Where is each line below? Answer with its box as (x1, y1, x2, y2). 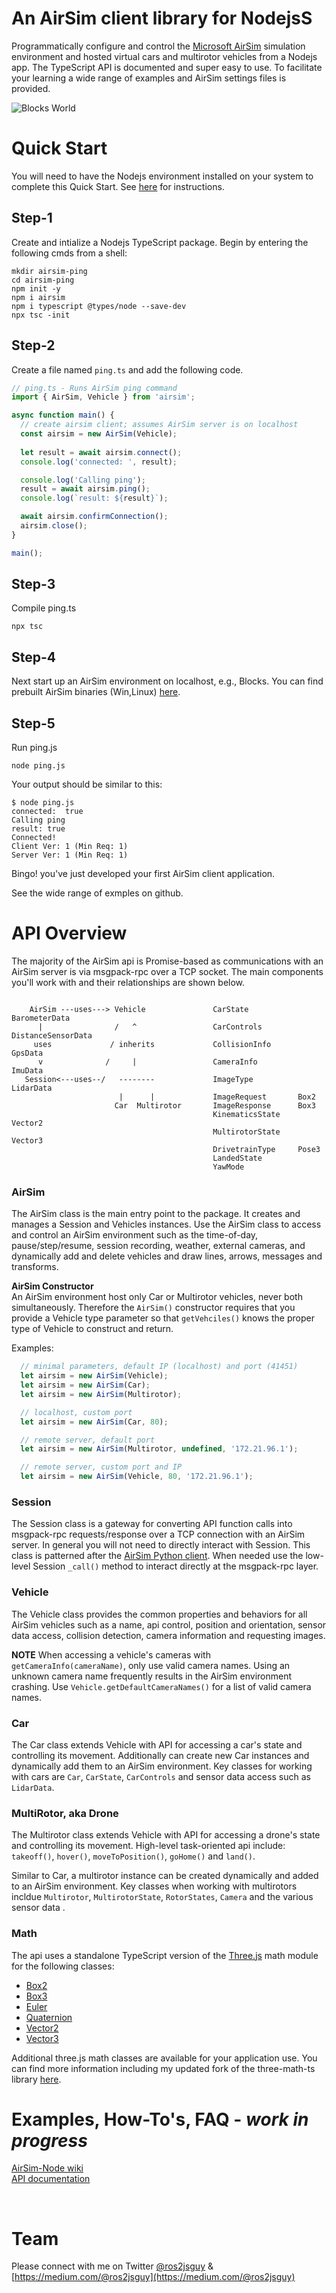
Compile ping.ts (11, 602, 77, 614)
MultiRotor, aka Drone (11, 1806, 119, 1820)
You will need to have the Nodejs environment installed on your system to (11, 170, 314, 182)
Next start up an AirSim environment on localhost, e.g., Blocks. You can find (11, 675, 324, 687)
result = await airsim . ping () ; (20, 484, 151, 494)
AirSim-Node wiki (11, 2162, 84, 2174)
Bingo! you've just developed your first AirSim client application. (11, 868, 276, 880)
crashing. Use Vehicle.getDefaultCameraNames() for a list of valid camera (11, 1680, 312, 1692)
